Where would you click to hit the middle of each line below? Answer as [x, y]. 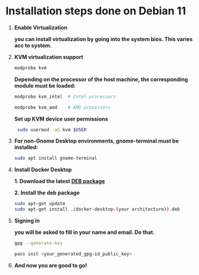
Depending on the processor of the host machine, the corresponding [101, 79]
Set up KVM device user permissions [61, 119]
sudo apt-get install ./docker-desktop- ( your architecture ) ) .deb [97, 209]
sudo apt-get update [40, 204]
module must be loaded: [45, 85]
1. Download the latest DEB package [60, 181]
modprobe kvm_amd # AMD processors [62, 107]
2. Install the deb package [47, 193]
